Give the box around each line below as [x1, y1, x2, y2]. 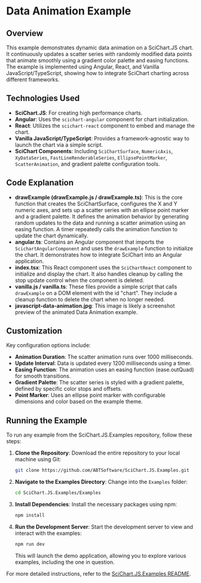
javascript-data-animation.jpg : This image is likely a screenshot [14, 302, 175, 309]
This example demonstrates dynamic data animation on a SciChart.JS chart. [6, 44, 194, 51]
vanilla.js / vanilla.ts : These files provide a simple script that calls [14, 283, 178, 290]
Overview [6, 28, 44, 38]
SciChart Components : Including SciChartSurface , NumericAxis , [14, 147, 173, 154]
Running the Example [6, 415, 88, 426]
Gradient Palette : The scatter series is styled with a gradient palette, [14, 379, 184, 386]
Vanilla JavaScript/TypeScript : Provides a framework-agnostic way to [14, 134, 190, 142]
